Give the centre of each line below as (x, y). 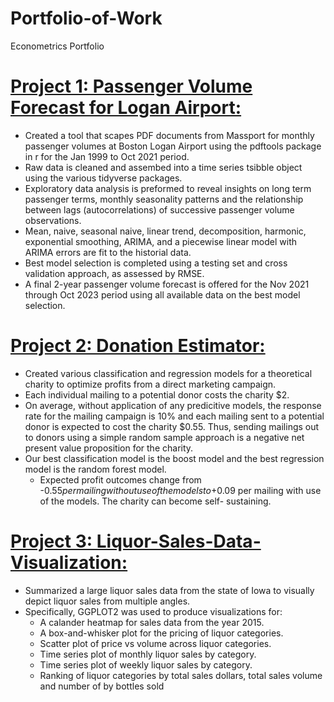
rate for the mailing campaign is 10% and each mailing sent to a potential (174, 416)
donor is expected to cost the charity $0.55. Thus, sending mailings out (172, 426)
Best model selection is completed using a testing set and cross (156, 263)
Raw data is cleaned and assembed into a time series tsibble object (163, 167)
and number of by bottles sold (102, 686)
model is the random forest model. (95, 469)
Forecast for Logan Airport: (126, 108)
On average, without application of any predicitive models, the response (173, 405)
